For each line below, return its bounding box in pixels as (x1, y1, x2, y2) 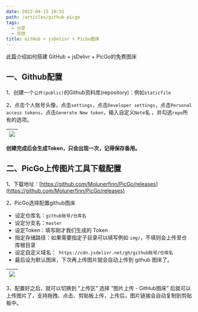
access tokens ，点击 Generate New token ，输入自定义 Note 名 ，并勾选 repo (6, 109, 183, 116)
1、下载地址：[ (6, 180, 41, 187)
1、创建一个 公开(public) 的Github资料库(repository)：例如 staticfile (6, 89, 171, 96)
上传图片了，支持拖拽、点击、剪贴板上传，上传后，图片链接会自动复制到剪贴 (6, 292, 192, 299)
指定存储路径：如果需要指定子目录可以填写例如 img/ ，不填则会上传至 (14, 234, 182, 241)
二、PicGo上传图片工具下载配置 (6, 164, 122, 174)
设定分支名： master (14, 219, 62, 226)
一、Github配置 (6, 72, 63, 82)
